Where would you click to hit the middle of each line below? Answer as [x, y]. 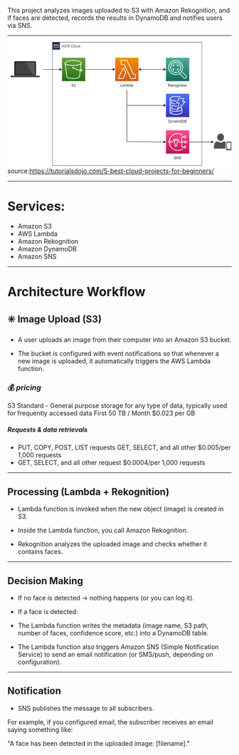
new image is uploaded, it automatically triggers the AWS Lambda [114, 361]
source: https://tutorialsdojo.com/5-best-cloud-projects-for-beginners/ [111, 171]
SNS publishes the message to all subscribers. [86, 708]
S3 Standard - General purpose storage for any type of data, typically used [117, 406]
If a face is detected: [48, 611]
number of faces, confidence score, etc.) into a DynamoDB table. [113, 632]
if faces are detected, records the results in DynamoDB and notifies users [115, 18]
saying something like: [40, 729]
